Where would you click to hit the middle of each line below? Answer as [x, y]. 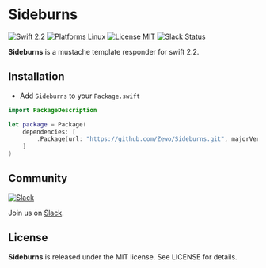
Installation [36, 77]
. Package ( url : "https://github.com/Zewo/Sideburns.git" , [132, 139]
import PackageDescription [53, 110]
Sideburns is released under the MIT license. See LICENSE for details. [123, 257]
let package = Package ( [47, 124]
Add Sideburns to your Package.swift [80, 96]
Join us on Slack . [36, 213]
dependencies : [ [49, 132]
